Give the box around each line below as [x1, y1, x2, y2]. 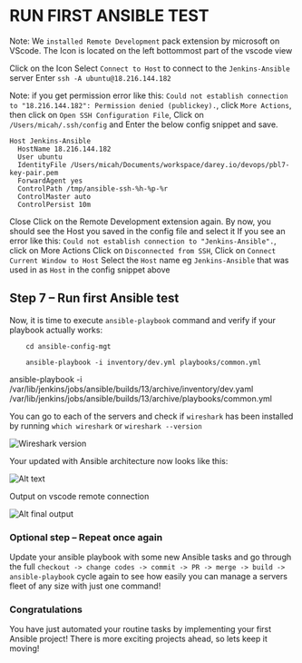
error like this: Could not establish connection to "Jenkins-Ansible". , [9, 235, 277, 246]
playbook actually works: [9, 324, 102, 335]
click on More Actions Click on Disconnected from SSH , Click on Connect [9, 244, 277, 255]
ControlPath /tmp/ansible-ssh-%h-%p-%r [17, 183, 169, 193]
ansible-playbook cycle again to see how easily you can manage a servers [9, 571, 288, 582]
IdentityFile [17, 160, 67, 169]
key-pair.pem [9, 168, 59, 177]
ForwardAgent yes [17, 176, 83, 185]
